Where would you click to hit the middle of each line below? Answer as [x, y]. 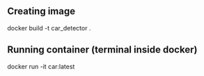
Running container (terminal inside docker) [102, 50]
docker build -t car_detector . [49, 28]
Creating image [41, 11]
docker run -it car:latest [41, 66]
